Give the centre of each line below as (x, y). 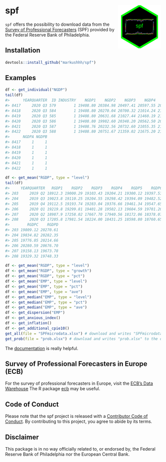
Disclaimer (22, 437)
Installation (23, 50)
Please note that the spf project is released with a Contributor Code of (77, 416)
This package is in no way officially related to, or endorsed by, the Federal (80, 449)
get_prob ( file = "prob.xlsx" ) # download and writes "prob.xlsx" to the (82, 339)
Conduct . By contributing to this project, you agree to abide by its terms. (79, 421)
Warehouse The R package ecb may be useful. (53, 389)
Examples (21, 78)
